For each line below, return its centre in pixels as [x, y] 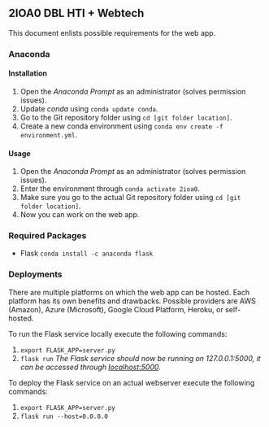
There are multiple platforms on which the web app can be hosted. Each [129, 292]
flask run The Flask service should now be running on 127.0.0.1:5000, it [141, 358]
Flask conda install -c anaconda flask [87, 253]
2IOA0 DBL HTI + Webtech [76, 13]
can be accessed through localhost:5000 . [90, 367]
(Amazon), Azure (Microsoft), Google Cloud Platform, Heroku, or [116, 309]
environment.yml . [49, 134]
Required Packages [48, 236]
